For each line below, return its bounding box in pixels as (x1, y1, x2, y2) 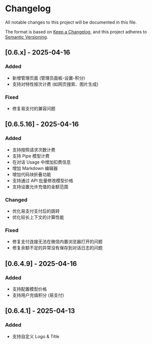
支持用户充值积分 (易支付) (12, 292, 64, 298)
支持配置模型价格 (12, 286, 47, 292)
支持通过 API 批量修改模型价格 (12, 177, 74, 183)
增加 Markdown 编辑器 (12, 165, 58, 171)
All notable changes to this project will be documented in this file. (5, 19, 137, 25)
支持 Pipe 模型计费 (12, 153, 50, 159)
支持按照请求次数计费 (12, 146, 55, 153)
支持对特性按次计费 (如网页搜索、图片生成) (12, 81, 99, 87)
